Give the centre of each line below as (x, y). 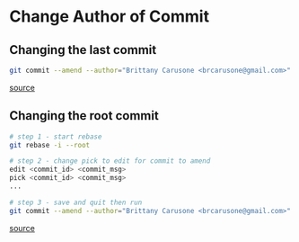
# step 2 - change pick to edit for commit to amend (110, 161)
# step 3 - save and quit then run (76, 202)
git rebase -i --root (50, 145)
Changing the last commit (83, 50)
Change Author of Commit (109, 17)
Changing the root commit (84, 116)
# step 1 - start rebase (56, 137)
